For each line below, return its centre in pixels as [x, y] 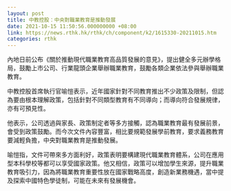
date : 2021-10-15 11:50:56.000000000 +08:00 [72, 26]
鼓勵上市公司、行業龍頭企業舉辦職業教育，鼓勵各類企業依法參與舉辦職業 [121, 68]
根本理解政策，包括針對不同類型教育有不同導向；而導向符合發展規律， [124, 100]
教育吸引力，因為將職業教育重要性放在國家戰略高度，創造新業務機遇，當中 [112, 172]
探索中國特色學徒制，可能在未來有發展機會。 [76, 181]
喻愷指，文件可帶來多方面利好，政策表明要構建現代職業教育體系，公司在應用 [115, 155]
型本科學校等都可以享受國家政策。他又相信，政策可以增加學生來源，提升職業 [115, 164]
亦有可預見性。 [28, 109]
